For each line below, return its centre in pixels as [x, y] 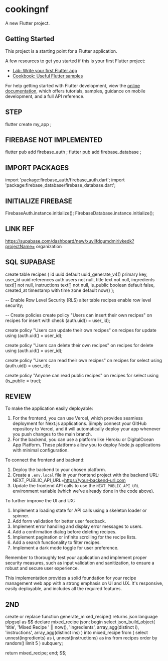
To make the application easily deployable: [49, 408]
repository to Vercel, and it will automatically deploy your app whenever [87, 429]
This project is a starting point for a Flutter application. [61, 51]
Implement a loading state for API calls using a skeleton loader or [79, 510]
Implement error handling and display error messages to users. [77, 526]
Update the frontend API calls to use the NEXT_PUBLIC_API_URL [76, 486]
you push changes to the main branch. [52, 434]
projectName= [20, 246]
